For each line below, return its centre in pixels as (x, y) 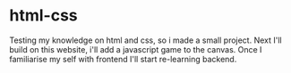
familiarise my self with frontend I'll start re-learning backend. (123, 59)
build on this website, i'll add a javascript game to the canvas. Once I (136, 49)
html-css (43, 16)
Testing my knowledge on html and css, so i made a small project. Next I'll (145, 40)
